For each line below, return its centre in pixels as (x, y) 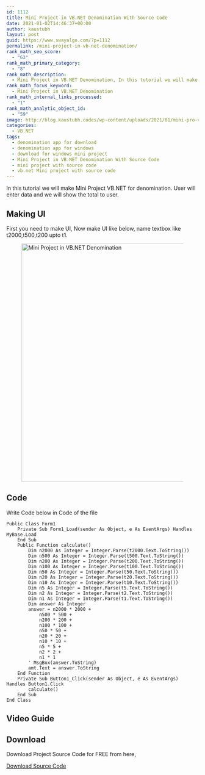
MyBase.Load (21, 535)
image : (15, 120)
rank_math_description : (37, 74)
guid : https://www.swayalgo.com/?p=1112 (59, 40)
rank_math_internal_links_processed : (54, 97)
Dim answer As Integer (57, 604)
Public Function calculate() (54, 545)
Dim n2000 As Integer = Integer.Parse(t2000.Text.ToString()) (109, 550)
